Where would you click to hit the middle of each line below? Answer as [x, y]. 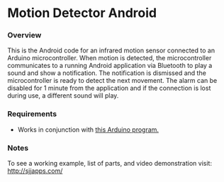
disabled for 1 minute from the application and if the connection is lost [109, 88]
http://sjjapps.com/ [35, 171]
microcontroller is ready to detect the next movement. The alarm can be [112, 81]
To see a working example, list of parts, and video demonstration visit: [110, 164]
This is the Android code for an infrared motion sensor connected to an [111, 50]
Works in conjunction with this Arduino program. [88, 130]
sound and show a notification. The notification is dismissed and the [107, 73]
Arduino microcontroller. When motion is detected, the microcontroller [110, 58]
